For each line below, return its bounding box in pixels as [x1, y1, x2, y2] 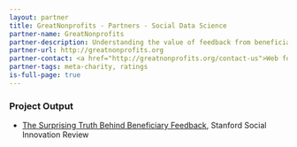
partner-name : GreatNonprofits [9, 29, 125, 38]
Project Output [9, 99, 73, 112]
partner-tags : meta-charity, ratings [9, 63, 148, 72]
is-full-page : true [9, 71, 81, 80]
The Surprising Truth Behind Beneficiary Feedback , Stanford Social [21, 120, 267, 131]
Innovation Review [21, 129, 89, 140]
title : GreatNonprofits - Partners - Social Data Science [9, 21, 227, 30]
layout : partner [9, 12, 69, 22]
